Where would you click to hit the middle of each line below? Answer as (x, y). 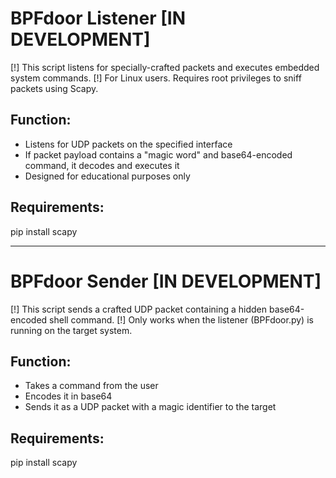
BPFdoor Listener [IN (98, 18)
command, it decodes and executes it (102, 165)
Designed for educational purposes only (107, 176)
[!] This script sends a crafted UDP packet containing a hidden (139, 309)
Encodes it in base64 (68, 396)
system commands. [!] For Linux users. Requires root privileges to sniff (156, 78)
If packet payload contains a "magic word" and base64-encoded (158, 154)
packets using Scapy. (54, 88)
